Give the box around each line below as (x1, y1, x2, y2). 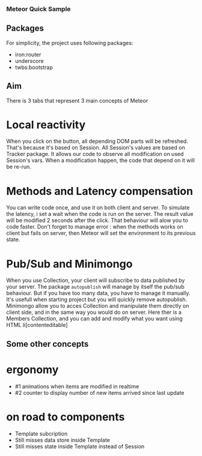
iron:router (14, 50, 41, 58)
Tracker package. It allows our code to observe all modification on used (6, 151, 184, 158)
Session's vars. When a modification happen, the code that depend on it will (6, 157, 195, 164)
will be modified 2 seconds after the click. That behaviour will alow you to (6, 217, 188, 224)
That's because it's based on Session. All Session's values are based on (6, 144, 185, 151)
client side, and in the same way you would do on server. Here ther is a (6, 308, 182, 316)
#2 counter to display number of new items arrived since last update (14, 389, 185, 396)
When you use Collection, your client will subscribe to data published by (6, 277, 185, 284)
